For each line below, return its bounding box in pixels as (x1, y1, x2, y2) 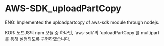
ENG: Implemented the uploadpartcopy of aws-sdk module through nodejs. (5, 19, 160, 25)
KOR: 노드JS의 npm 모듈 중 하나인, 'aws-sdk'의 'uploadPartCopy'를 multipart (5, 29, 160, 35)
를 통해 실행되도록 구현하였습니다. (5, 36, 71, 42)
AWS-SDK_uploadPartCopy (5, 3, 122, 14)
